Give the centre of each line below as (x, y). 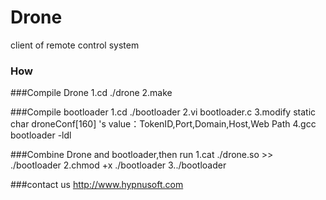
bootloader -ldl (41, 135)
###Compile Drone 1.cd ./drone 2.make (91, 93)
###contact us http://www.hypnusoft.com (97, 185)
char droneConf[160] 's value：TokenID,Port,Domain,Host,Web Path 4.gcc (163, 124)
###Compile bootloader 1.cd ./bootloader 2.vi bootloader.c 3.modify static (163, 112)
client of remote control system (75, 45)
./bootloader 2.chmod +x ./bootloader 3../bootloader (118, 165)
